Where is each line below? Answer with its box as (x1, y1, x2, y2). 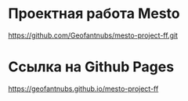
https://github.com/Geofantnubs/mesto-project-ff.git (8, 31, 179, 40)
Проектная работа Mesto (8, 5, 180, 23)
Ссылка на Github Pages (8, 58, 175, 76)
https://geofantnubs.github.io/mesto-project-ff (8, 84, 159, 93)
